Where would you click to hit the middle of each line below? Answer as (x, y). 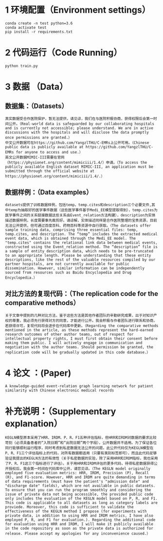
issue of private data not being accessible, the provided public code (79, 494)
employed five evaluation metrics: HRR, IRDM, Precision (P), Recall (77, 473)
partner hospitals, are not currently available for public (67, 264)
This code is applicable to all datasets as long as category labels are (81, 503)
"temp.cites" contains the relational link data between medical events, (81, 242)
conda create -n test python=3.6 (39, 23)
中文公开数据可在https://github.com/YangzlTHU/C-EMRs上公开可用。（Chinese (77, 143)
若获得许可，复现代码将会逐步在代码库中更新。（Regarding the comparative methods (82, 326)
